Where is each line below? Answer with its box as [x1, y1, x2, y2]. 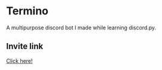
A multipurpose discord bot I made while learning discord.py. [6, 24, 157, 31]
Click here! [6, 57, 33, 64]
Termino [6, 4, 49, 18]
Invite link [6, 41, 44, 51]
